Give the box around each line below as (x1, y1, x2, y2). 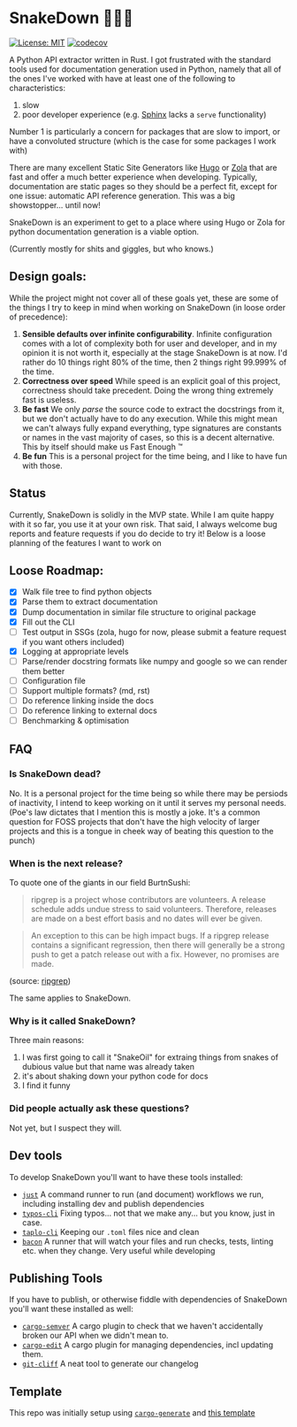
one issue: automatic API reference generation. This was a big (9, 190, 236, 201)
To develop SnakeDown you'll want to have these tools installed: (9, 1171, 243, 1182)
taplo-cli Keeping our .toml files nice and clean (21, 1226, 200, 1237)
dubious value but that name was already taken (21, 1062, 194, 1072)
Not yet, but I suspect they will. (9, 1123, 122, 1133)
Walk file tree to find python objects (21, 587, 152, 597)
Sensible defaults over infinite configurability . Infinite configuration (21, 328, 272, 339)
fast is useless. (21, 394, 77, 405)
